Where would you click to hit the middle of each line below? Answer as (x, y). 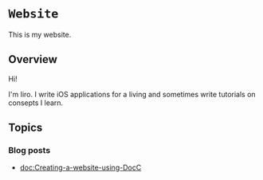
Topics (26, 128)
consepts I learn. (36, 103)
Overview (33, 59)
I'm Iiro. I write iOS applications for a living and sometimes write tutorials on (132, 94)
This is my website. (40, 34)
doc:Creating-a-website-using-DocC (80, 168)
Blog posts (29, 151)
